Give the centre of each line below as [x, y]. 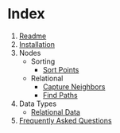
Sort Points [61, 69]
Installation [37, 44]
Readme [33, 36]
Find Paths [60, 95]
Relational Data [56, 111]
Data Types [38, 104]
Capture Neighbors [74, 86]
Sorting [43, 61]
